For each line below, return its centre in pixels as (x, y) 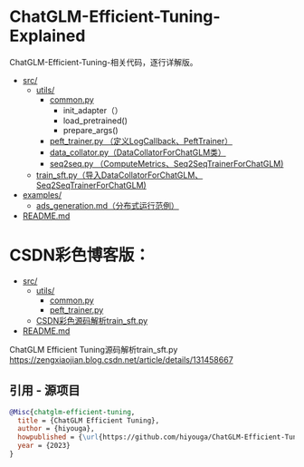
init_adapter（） (93, 110)
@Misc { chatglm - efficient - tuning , (72, 412)
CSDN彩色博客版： (80, 255)
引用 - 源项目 (45, 390)
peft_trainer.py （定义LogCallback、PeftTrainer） (141, 141)
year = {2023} (44, 446)
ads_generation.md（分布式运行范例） (107, 205)
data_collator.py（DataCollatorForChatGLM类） (138, 152)
